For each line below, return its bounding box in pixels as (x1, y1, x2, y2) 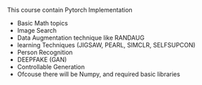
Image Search (16, 27, 57, 34)
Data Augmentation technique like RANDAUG (16, 34, 145, 42)
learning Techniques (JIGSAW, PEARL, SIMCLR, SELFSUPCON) (16, 41, 196, 49)
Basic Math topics (16, 19, 69, 27)
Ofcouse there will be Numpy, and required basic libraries (16, 70, 181, 78)
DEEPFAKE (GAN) (16, 56, 67, 64)
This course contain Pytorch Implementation (7, 6, 133, 14)
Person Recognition (16, 48, 74, 56)
